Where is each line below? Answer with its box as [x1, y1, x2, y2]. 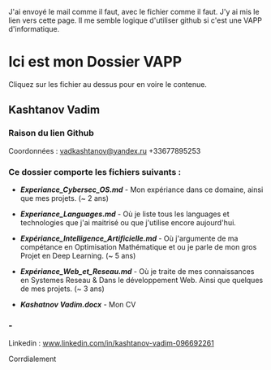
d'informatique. [8, 24, 60, 33]
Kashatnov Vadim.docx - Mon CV [19, 299, 136, 309]
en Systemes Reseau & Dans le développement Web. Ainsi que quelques [19, 275, 264, 285]
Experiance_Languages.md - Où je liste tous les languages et [19, 209, 230, 219]
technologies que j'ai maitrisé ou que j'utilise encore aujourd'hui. [19, 217, 237, 227]
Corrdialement [8, 354, 57, 364]
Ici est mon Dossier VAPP [8, 53, 183, 72]
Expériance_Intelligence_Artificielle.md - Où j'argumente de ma [19, 233, 239, 243]
